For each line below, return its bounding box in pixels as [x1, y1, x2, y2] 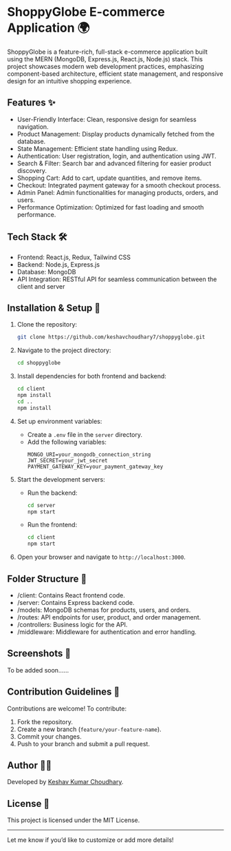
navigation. [16, 122, 49, 131]
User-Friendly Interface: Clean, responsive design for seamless [16, 115, 197, 123]
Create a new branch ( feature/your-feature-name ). [16, 725, 162, 733]
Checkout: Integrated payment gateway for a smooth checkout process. [16, 181, 221, 189]
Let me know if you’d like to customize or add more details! [7, 836, 174, 844]
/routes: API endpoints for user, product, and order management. [16, 613, 201, 621]
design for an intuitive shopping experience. [7, 76, 132, 85]
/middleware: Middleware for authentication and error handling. [16, 628, 197, 636]
